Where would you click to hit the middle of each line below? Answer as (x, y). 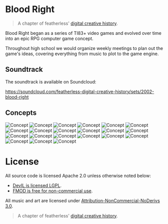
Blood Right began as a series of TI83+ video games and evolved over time (83, 33)
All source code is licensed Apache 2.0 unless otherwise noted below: (78, 175)
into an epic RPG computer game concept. (49, 38)
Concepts (21, 113)
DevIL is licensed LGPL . (37, 185)
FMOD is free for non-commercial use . (52, 191)
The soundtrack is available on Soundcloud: (51, 81)
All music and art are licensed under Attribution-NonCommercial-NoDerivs (83, 200)
